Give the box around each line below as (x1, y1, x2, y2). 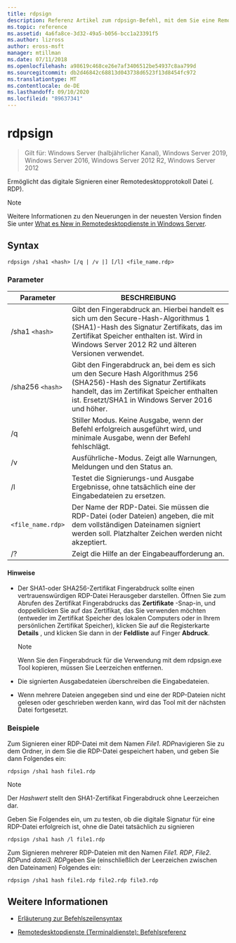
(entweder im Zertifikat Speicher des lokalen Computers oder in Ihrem (17, 614, 221, 623)
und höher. (71, 404, 107, 414)
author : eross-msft (7, 43, 65, 50)
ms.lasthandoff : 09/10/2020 (7, 89, 90, 96)
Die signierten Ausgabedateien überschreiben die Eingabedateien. (17, 677, 209, 686)
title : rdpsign (7, 10, 52, 18)
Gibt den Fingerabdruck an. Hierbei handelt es (71, 305, 225, 315)
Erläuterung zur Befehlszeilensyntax (17, 914, 123, 923)
